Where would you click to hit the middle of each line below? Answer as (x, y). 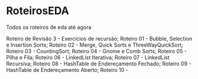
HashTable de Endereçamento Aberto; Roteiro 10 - (67, 70)
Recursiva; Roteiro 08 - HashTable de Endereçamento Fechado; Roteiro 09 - (99, 64)
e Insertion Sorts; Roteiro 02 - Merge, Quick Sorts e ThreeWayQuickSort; (95, 45)
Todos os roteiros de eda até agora (49, 27)
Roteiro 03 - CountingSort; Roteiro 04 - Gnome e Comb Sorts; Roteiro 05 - (97, 51)
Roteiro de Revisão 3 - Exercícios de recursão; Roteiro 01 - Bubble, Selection (99, 38)
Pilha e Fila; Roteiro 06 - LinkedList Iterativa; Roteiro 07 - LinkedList (88, 57)
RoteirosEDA (38, 11)
